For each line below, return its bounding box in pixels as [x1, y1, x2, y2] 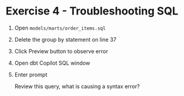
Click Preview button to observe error [14, 47, 108, 55]
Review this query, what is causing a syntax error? [14, 83, 140, 90]
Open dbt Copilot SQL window [14, 59, 90, 66]
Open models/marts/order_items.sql [14, 24, 106, 31]
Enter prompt [14, 71, 48, 78]
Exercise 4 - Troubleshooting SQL [5, 4, 179, 18]
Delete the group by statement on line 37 [14, 36, 117, 43]
